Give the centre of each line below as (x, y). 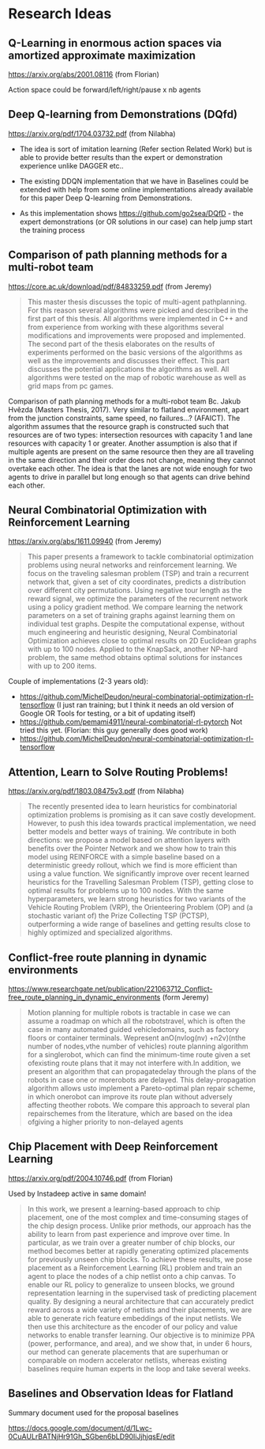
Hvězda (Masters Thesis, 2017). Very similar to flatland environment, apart (129, 409)
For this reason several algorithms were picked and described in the (138, 310)
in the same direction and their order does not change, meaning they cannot (132, 460)
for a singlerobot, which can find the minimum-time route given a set (139, 1055)
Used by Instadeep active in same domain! (77, 1193)
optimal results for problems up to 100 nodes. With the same (125, 890)
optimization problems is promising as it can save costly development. (142, 815)
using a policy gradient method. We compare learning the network (135, 607)
